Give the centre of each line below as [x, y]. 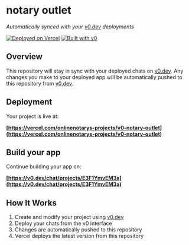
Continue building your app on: [44, 166]
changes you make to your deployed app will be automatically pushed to [94, 77]
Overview [25, 57]
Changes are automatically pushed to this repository [78, 230]
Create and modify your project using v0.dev [69, 217]
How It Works [32, 203]
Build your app [33, 152]
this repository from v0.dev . [40, 83]
